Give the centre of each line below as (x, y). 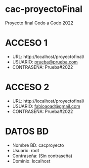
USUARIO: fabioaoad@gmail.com (46, 106)
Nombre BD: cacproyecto (38, 145)
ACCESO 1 (26, 43)
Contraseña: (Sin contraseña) (42, 156)
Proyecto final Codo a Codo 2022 (39, 23)
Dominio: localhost (31, 161)
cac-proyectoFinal (44, 9)
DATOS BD (27, 131)
